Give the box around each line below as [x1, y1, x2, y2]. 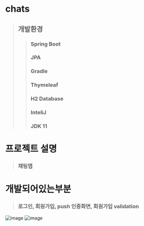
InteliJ [30, 109, 47, 116]
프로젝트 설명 [5, 143, 57, 155]
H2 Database [30, 95, 64, 102]
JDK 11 [30, 123, 47, 130]
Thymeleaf [30, 81, 59, 88]
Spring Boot [30, 40, 61, 48]
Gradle [30, 67, 48, 75]
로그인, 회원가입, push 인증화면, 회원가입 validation [17, 203, 139, 210]
